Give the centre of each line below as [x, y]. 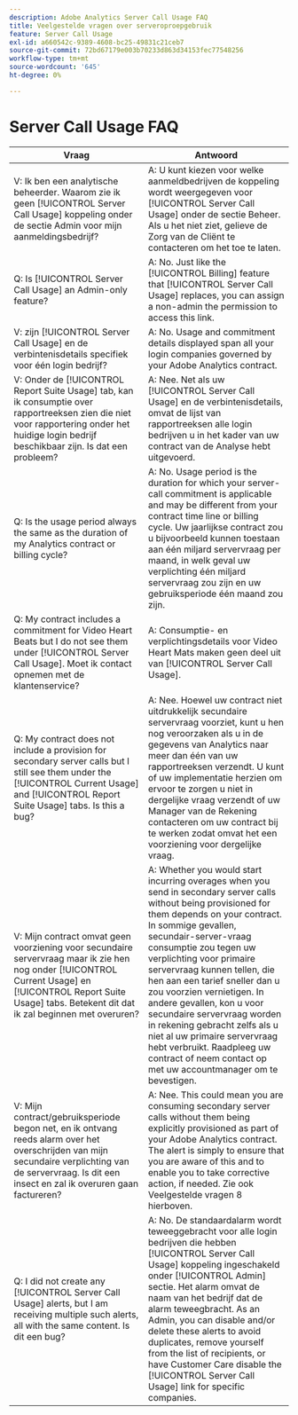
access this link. [181, 318]
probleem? [36, 457]
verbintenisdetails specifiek [71, 354]
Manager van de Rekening [202, 811]
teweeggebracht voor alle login [212, 1231]
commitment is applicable [218, 493]
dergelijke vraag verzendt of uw [214, 799]
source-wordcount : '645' [55, 67]
